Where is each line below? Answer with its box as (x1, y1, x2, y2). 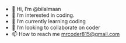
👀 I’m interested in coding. (11, 12, 75, 19)
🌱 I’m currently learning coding (11, 18, 86, 24)
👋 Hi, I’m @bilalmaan (11, 6, 61, 12)
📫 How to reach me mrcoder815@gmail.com (11, 31, 120, 37)
